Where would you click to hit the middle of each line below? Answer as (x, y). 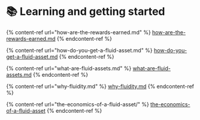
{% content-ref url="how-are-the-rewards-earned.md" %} (78, 32)
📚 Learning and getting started (86, 12)
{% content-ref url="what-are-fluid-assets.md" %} (69, 68)
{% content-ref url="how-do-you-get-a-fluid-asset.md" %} (79, 50)
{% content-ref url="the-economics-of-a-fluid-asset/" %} (78, 104)
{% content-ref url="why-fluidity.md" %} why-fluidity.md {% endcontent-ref (100, 86)
